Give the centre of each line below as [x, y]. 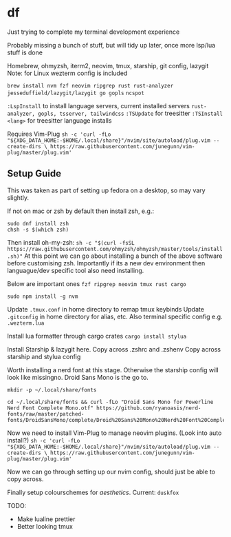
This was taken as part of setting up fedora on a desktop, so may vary [106, 190]
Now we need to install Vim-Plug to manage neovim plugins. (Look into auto [114, 433]
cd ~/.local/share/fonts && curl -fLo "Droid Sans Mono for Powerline [110, 402]
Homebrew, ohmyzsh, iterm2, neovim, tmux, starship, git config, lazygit [108, 65]
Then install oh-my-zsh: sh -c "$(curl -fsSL [71, 242]
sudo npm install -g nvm [43, 296]
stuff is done [25, 52]
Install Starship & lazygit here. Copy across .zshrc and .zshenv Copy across [114, 349]
